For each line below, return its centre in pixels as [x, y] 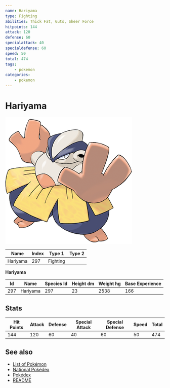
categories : [18, 75]
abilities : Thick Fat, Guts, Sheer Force [50, 21]
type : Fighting [21, 16]
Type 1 [56, 254]
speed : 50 [16, 53]
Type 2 [77, 254]
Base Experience [143, 284]
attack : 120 [18, 32]
